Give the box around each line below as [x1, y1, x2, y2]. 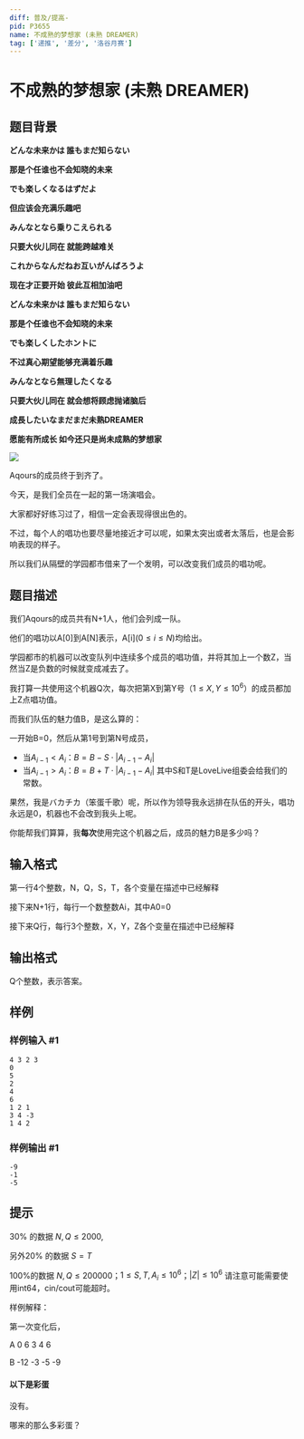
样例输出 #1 [9, 1141, 59, 1154]
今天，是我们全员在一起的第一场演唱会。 [9, 489, 160, 500]
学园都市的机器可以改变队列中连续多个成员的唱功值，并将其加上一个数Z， [9, 652, 284, 662]
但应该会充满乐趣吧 [9, 203, 81, 214]
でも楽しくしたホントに [9, 337, 97, 349]
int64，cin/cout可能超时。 [16, 1283, 115, 1294]
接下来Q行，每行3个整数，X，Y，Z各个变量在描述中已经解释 [9, 921, 235, 932]
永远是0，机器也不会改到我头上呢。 [9, 808, 142, 819]
